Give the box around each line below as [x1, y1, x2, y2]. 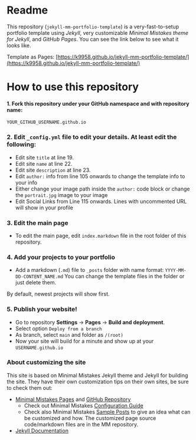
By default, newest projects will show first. [6, 290, 110, 298]
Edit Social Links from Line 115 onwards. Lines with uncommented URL [15, 198, 187, 205]
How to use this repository [6, 80, 139, 94]
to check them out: [6, 384, 53, 391]
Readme [6, 4, 48, 17]
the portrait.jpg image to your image [15, 191, 108, 198]
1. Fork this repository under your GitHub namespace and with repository [6, 100, 190, 107]
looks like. [6, 42, 31, 49]
